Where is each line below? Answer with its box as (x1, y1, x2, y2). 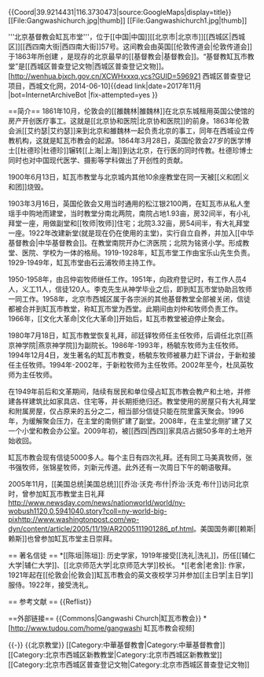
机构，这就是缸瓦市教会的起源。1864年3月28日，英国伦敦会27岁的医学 (14, 136, 245, 145)
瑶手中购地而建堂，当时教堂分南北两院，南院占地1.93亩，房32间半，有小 (8, 209, 244, 218)
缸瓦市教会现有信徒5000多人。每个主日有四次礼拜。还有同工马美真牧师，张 (8, 453, 253, 462)
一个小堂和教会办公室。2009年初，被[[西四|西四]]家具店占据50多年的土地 (8, 426, 246, 435)
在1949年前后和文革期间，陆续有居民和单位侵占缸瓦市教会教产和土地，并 (8, 387, 245, 396)
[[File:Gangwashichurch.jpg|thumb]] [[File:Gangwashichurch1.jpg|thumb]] (8, 16, 247, 25)
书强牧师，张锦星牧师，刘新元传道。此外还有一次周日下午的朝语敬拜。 (8, 463, 236, 472)
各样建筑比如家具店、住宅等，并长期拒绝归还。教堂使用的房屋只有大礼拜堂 (14, 397, 256, 405)
